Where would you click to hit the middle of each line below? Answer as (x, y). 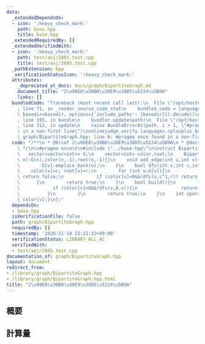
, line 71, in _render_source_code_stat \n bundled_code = (96, 108)
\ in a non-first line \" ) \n (53, 131)
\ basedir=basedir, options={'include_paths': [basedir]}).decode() (106, 114)
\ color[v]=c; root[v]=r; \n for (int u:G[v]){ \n (94, 171)
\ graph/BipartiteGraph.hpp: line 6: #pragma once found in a (98, 137)
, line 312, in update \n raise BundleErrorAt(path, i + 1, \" (102, 126)
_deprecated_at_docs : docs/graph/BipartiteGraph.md (84, 86)
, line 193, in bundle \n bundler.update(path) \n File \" (96, 120)
